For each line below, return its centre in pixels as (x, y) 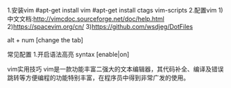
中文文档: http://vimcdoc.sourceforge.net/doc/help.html (86, 19)
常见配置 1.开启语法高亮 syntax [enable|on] (68, 54)
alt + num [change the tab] (45, 40)
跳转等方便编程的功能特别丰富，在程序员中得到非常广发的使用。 (98, 78)
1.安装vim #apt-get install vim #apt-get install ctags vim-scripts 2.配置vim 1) (115, 10)
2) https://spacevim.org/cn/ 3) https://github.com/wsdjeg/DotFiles (100, 27)
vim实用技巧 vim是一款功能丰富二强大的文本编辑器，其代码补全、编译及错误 (115, 69)
